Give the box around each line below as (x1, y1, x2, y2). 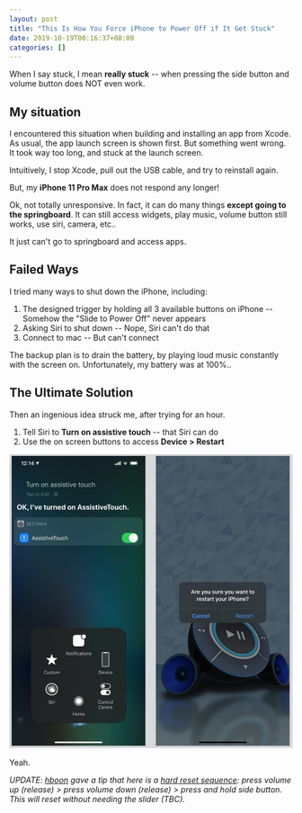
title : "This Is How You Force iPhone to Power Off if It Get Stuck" (9, 23, 276, 33)
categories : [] (9, 43, 67, 52)
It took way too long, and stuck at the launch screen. (9, 147, 204, 158)
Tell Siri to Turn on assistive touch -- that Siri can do (22, 426, 218, 437)
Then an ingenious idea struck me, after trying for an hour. (9, 409, 226, 420)
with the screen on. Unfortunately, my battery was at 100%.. (9, 359, 232, 370)
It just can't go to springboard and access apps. (9, 237, 187, 247)
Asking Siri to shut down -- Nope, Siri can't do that (22, 322, 210, 333)
